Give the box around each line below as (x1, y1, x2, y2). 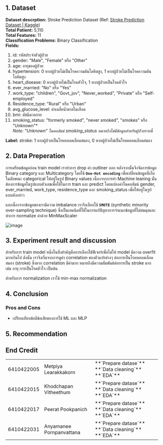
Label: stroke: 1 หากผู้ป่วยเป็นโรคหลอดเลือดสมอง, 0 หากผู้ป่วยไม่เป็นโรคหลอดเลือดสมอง (5, 137, 152, 143)
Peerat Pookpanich (44, 406, 88, 413)
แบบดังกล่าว (5, 192, 25, 198)
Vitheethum (44, 389, 71, 396)
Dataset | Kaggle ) (5, 22, 41, 28)
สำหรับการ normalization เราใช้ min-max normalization (5, 275, 107, 281)
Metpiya (44, 363, 63, 370)
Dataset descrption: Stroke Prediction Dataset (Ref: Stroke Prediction (5, 16, 145, 22)
